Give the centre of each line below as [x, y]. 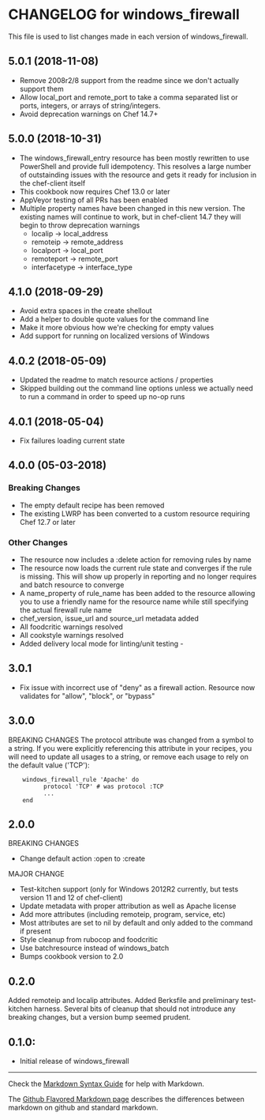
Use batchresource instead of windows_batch [94, 948]
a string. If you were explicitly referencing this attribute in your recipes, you [130, 748]
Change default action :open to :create [82, 858]
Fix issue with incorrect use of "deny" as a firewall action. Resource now [137, 687]
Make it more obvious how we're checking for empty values [117, 328]
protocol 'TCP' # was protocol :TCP [103, 786]
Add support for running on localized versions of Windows [115, 336]
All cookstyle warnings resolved [71, 635]
